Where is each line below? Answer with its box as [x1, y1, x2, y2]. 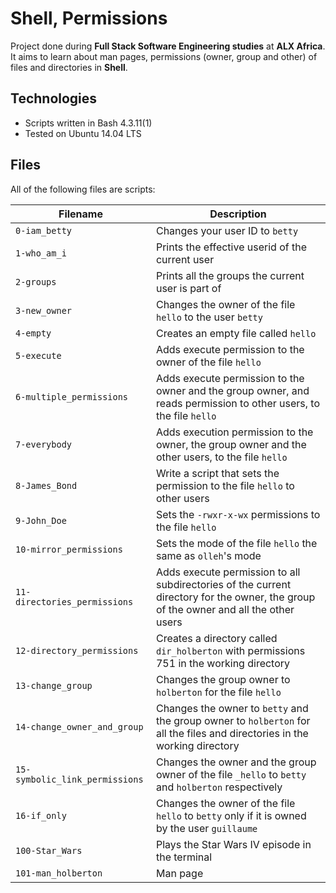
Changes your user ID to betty [155, 223, 299, 237]
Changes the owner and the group [155, 755, 317, 769]
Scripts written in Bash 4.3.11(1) [24, 117, 153, 129]
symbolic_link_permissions [15, 773, 144, 785]
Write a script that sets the [155, 466, 280, 480]
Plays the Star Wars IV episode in [155, 837, 312, 851]
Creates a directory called [155, 631, 278, 645]
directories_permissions [15, 596, 134, 607]
